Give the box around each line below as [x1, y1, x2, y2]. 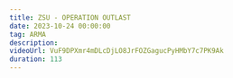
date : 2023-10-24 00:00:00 [9, 22, 111, 30]
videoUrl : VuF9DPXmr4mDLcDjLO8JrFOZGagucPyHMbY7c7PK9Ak [9, 47, 224, 56]
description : [9, 38, 59, 48]
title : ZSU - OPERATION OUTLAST [9, 13, 131, 22]
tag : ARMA [9, 30, 47, 39]
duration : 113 [9, 55, 63, 64]
